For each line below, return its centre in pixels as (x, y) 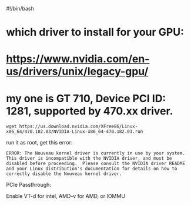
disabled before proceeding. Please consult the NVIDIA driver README (95, 164)
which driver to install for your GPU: (95, 32)
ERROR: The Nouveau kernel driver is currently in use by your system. (95, 153)
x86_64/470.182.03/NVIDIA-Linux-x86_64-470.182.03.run (75, 132)
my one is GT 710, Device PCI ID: (86, 98)
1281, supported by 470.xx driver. (90, 111)
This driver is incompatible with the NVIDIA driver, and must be (89, 159)
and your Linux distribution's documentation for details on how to (92, 169)
